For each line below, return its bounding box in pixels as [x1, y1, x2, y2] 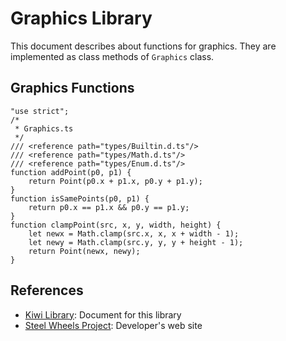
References [10, 282, 84, 299]
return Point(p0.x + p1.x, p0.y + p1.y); [28, 176, 203, 186]
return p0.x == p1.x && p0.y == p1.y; [28, 202, 190, 212]
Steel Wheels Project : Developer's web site [24, 319, 203, 331]
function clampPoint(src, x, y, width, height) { [10, 220, 222, 230]
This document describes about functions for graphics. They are [10, 40, 277, 52]
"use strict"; [10, 106, 70, 116]
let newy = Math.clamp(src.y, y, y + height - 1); [28, 237, 244, 247]
